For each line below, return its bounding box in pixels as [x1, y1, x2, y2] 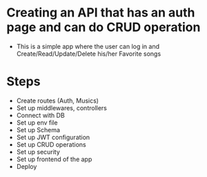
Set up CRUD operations [16, 140, 87, 149]
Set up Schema [16, 125, 60, 134]
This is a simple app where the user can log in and [16, 42, 160, 50]
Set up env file [16, 118, 58, 127]
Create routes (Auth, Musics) [16, 96, 99, 105]
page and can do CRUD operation [6, 19, 201, 35]
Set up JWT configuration [16, 133, 90, 141]
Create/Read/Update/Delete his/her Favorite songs [16, 50, 161, 58]
